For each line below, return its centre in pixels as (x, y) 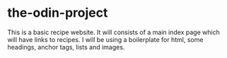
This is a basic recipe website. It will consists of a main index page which (114, 32)
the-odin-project (58, 13)
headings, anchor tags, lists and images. (66, 47)
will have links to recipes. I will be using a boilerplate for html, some (105, 39)
